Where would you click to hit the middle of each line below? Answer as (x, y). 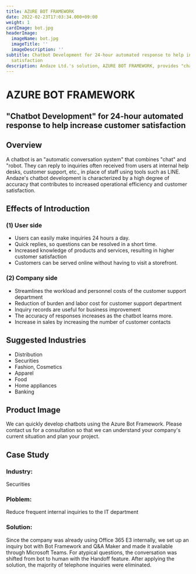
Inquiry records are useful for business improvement (78, 309)
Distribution (28, 354)
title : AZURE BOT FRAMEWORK (40, 11)
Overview (24, 145)
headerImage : (22, 33)
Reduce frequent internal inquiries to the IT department (72, 512)
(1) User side (24, 226)
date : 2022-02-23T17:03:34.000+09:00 (52, 17)
